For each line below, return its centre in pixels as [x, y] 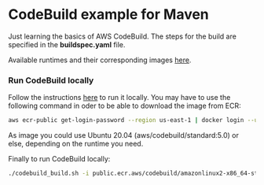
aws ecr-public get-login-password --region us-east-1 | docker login [126, 120]
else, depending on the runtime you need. [76, 144]
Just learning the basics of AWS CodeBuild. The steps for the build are [123, 36]
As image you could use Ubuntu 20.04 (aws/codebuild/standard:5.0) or [124, 135]
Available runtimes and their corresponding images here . [100, 60]
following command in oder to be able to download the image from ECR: [125, 106]
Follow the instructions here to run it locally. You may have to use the [119, 98]
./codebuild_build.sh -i [49, 174]
